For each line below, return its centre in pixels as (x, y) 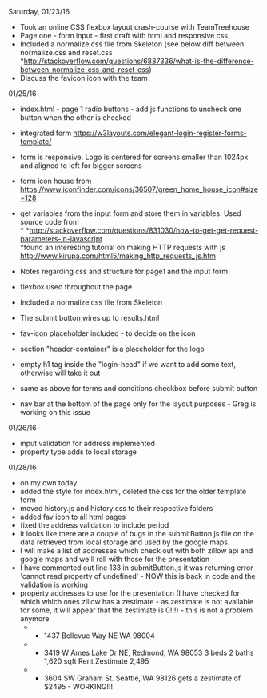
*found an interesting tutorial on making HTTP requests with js (123, 247)
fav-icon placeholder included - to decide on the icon (108, 333)
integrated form (46, 133)
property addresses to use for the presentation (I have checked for (130, 593)
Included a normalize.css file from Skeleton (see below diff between (132, 44)
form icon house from (56, 181)
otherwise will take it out (60, 373)
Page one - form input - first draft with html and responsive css (124, 36)
